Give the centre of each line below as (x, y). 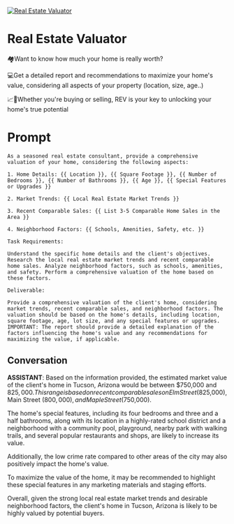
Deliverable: (26, 290)
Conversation (37, 360)
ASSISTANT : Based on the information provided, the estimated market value (117, 377)
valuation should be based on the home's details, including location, (114, 315)
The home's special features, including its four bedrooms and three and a (113, 413)
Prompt (29, 138)
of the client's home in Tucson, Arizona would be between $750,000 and (112, 384)
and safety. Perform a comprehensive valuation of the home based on (111, 272)
